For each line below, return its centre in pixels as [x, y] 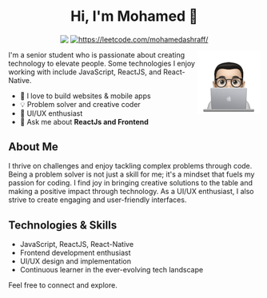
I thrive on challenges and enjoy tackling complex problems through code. [130, 166]
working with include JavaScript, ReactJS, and [85, 72]
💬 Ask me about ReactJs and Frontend [84, 121]
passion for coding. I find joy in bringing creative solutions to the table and [131, 183]
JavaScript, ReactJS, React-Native [77, 244]
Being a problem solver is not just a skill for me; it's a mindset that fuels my [132, 174]
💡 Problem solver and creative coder [80, 104]
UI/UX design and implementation [76, 261]
